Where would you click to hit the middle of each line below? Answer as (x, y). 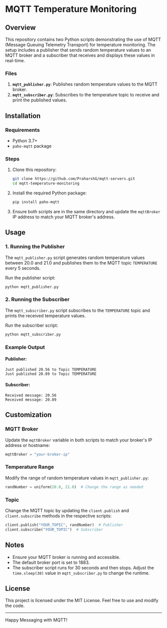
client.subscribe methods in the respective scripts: (58, 516)
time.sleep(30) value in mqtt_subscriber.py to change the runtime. (81, 573)
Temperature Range (30, 467)
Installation (23, 116)
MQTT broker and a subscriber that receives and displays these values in (80, 55)
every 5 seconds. (23, 268)
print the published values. (40, 100)
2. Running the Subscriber (37, 299)
